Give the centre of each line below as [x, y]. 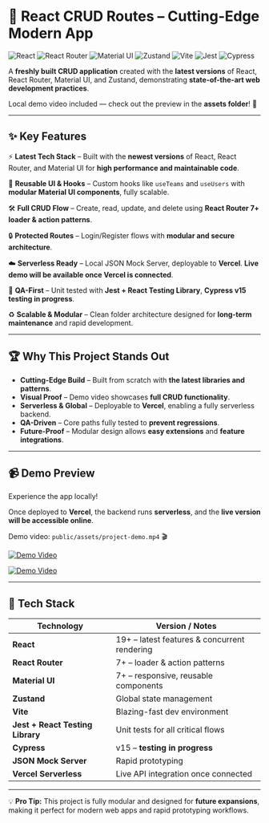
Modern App [51, 33]
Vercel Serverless [47, 774]
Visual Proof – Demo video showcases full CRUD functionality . [125, 397]
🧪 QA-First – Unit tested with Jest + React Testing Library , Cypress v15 [127, 290]
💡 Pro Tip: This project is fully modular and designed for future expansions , [134, 801]
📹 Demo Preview [52, 473]
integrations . [42, 440]
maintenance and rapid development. [71, 322]
